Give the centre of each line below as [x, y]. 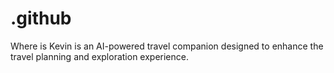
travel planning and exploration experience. [99, 56]
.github [41, 18]
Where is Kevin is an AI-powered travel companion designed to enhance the [167, 46]
